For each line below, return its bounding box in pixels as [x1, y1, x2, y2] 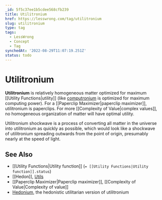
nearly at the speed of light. [5, 136, 61, 142]
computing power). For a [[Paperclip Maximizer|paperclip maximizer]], [5, 100, 147, 106]
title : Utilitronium [5, 12, 47, 17]
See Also [5, 150, 33, 158]
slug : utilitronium [5, 21, 45, 26]
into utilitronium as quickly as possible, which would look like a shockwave [5, 125, 155, 131]
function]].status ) [12, 169, 51, 175]
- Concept [9, 39, 29, 44]
